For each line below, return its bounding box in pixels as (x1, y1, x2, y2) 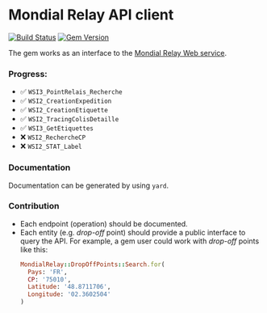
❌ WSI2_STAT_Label (19, 142, 82, 151)
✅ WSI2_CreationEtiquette (19, 105, 109, 115)
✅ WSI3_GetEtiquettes (19, 123, 94, 133)
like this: (19, 244, 48, 254)
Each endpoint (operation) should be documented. (19, 218, 188, 228)
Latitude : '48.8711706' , (27, 283, 111, 291)
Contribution (8, 201, 60, 212)
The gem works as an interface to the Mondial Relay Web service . (8, 48, 227, 57)
